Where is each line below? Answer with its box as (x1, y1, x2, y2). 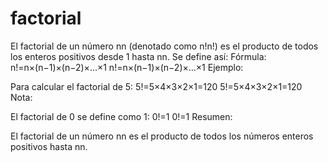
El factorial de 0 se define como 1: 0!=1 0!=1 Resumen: (10, 110, 233, 122)
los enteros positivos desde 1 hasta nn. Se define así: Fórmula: (10, 50, 267, 62)
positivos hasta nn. (10, 140, 88, 152)
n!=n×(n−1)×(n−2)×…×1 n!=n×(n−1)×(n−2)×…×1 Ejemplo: (10, 61, 244, 73)
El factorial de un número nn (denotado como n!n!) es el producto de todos (10, 40, 319, 52)
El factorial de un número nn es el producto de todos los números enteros (10, 130, 314, 142)
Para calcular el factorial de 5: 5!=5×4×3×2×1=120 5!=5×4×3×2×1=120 (10, 80, 303, 92)
